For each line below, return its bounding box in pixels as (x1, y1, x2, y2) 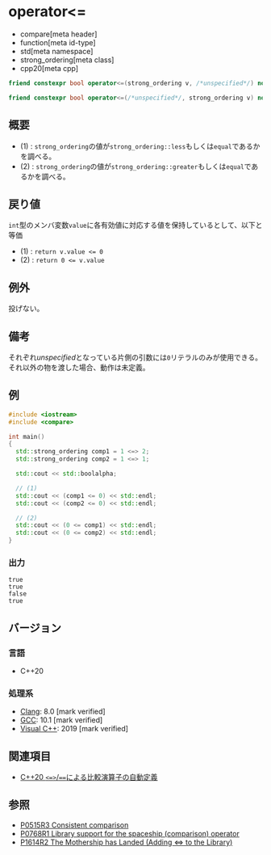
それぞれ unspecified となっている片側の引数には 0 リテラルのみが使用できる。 (8, 352, 263, 362)
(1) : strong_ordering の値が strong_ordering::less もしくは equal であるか (19, 141, 261, 151)
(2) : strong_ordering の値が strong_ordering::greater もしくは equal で (19, 161, 252, 171)
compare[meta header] (19, 29, 98, 39)
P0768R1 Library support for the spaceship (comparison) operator (19, 828, 240, 838)
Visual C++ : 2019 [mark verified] (19, 724, 129, 734)
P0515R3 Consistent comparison (19, 819, 129, 830)
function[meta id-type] (19, 37, 96, 47)
